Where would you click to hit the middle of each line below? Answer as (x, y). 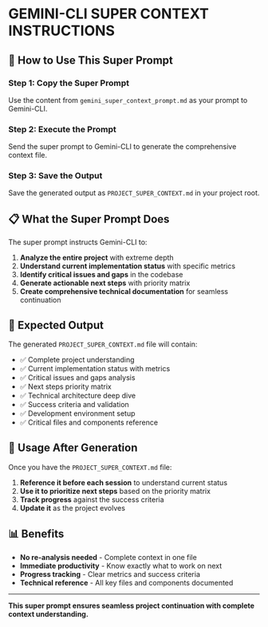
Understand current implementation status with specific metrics (128, 266)
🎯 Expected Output (56, 325)
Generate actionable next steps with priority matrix (105, 283)
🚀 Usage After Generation (73, 448)
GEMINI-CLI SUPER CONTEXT (108, 14)
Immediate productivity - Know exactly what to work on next (121, 566)
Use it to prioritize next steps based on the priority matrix (115, 491)
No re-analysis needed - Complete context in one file (108, 557)
